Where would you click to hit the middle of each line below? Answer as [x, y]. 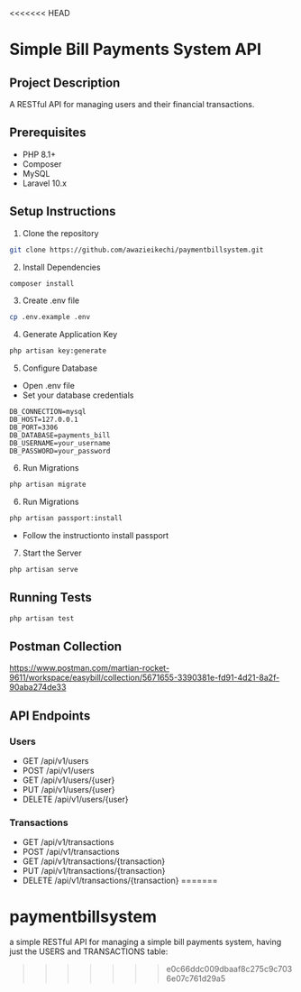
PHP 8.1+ [39, 154]
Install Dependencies [61, 267]
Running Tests [50, 597]
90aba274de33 [38, 687]
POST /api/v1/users [58, 770]
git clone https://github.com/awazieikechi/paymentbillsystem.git [137, 250]
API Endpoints [50, 716]
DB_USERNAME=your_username [60, 444]
